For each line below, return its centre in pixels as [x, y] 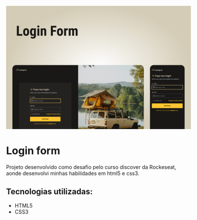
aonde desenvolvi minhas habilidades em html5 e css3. [73, 173]
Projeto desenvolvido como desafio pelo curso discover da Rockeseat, [91, 167]
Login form [33, 150]
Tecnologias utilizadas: [49, 192]
